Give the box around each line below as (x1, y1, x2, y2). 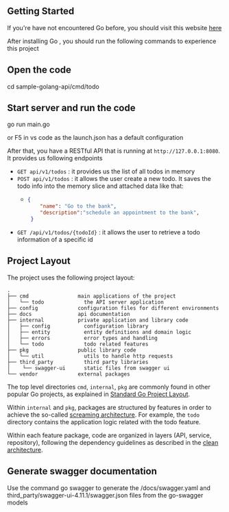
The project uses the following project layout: (7, 273, 135, 282)
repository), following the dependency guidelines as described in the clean (7, 438, 219, 446)
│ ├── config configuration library (7, 322, 149, 330)
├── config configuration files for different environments (7, 304, 219, 311)
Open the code (7, 64, 72, 76)
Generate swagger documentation (7, 465, 158, 477)
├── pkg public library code (7, 346, 136, 354)
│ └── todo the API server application (7, 298, 165, 306)
